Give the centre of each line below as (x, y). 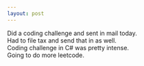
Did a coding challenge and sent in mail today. (72, 33)
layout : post (26, 13)
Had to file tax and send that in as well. (62, 40)
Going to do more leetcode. (46, 55)
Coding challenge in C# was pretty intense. (68, 47)
